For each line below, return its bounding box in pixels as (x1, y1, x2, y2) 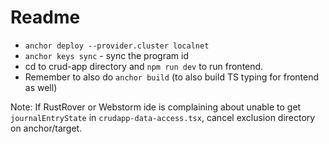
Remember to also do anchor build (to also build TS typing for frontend (24, 71, 320, 83)
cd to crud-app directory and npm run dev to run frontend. (24, 60, 264, 72)
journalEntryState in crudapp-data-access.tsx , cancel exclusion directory (10, 111, 316, 123)
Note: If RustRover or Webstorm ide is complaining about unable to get (10, 101, 302, 113)
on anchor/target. (10, 122, 83, 134)
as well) (24, 81, 58, 93)
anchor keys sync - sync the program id (24, 49, 189, 61)
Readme (10, 6, 81, 29)
